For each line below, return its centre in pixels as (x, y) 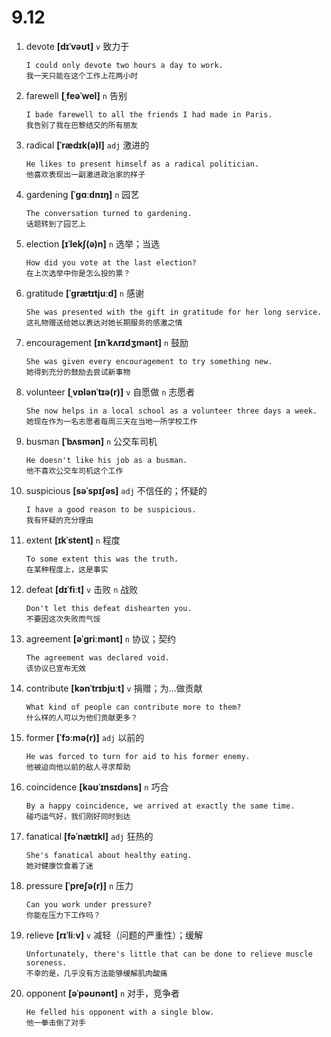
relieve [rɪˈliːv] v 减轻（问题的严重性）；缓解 (114, 935)
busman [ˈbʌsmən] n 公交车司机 (91, 441)
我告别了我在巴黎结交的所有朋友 (82, 125)
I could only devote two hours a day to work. (124, 65)
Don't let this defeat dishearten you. (109, 608)
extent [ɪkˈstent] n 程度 (73, 540)
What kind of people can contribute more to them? (133, 707)
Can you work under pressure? (89, 904)
